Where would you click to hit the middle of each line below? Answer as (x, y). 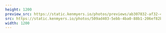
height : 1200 (19, 9)
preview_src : (19, 14)
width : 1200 (17, 23)
